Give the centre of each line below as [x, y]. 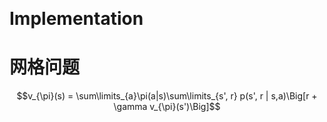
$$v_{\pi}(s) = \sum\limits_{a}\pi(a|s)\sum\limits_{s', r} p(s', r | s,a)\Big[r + [167, 96]
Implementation [76, 19]
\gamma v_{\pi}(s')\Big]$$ [167, 107]
